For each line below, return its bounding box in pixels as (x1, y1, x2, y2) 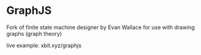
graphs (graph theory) (6, 30, 62, 37)
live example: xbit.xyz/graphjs (6, 42, 82, 49)
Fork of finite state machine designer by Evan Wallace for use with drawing (6, 24, 196, 31)
